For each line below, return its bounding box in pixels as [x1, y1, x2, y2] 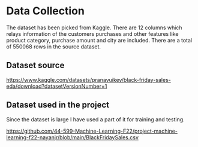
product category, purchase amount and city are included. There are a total [6, 36, 193, 44]
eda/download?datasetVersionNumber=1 [6, 82, 107, 90]
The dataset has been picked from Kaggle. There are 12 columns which [6, 24, 182, 31]
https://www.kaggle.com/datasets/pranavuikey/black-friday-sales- [6, 76, 171, 83]
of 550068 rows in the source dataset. [6, 43, 101, 50]
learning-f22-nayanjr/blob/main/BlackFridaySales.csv [6, 133, 139, 141]
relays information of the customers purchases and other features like [6, 30, 179, 37]
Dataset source [6, 60, 65, 71]
